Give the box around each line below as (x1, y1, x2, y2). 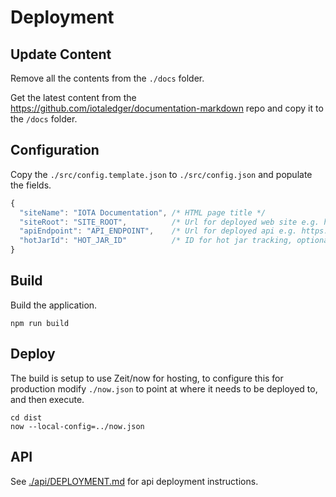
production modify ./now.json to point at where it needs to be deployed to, (10, 382, 318, 395)
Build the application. (10, 299, 98, 311)
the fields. (10, 179, 52, 191)
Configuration (10, 142, 100, 159)
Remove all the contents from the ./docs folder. (10, 72, 205, 84)
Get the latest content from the (10, 92, 137, 103)
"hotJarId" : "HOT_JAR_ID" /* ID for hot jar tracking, (19, 236, 293, 246)
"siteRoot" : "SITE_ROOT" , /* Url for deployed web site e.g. (19, 217, 320, 227)
